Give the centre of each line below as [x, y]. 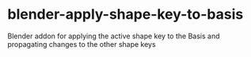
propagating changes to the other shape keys [82, 44]
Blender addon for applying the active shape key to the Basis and [114, 36]
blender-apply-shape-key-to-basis [125, 14]
